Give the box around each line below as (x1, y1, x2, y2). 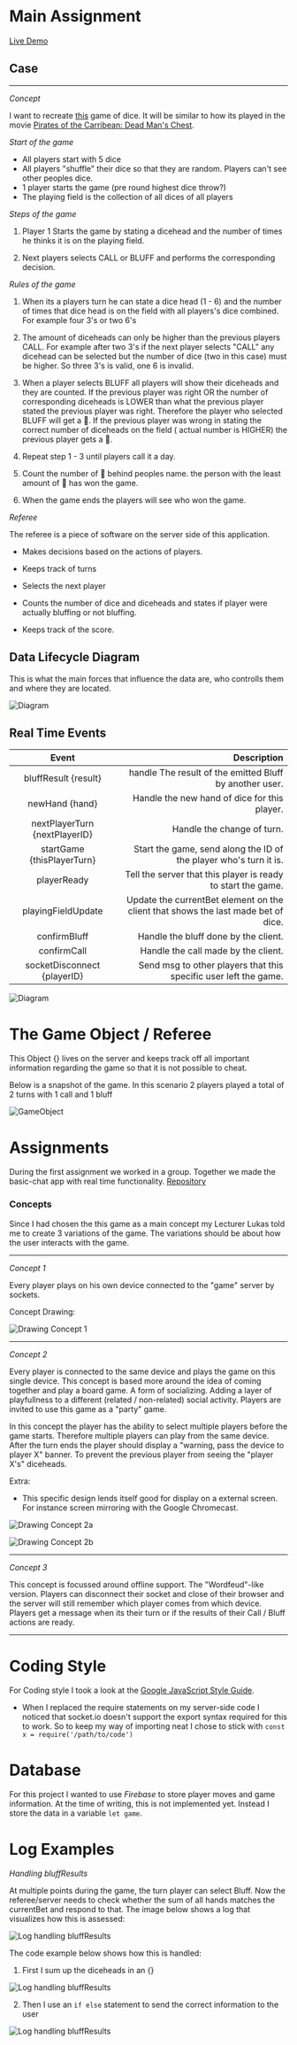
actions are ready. (9, 1617, 75, 1627)
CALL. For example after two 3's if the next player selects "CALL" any (21, 341, 275, 351)
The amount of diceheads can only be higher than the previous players (21, 332, 281, 343)
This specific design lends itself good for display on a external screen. (21, 1493, 278, 1503)
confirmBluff (36, 930, 89, 943)
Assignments (9, 1138, 110, 1157)
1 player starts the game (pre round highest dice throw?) (21, 181, 227, 192)
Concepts (9, 1198, 53, 1210)
